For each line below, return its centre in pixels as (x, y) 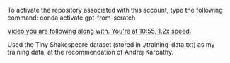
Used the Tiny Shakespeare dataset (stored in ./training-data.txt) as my (111, 44)
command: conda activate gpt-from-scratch (71, 17)
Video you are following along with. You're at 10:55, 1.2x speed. (99, 31)
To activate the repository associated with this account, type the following (115, 10)
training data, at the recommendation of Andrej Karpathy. (91, 52)
